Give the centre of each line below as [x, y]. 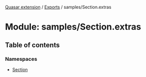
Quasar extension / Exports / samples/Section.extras [58, 7]
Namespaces [21, 59]
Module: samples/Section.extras [73, 27]
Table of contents [32, 45]
